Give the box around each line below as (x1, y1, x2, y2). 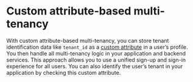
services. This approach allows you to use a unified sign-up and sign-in (6, 56, 186, 63)
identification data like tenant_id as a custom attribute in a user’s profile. (6, 43, 188, 51)
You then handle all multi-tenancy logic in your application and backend (6, 49, 186, 57)
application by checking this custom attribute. (6, 69, 121, 76)
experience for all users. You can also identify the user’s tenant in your (6, 62, 183, 70)
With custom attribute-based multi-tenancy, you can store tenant (6, 37, 169, 44)
